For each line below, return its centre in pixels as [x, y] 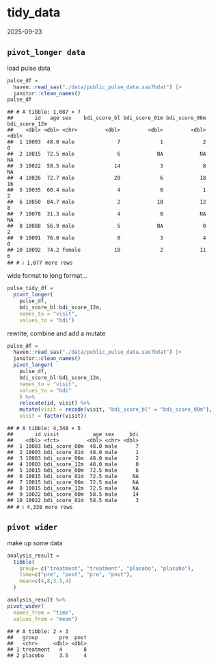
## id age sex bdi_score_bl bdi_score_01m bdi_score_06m [107, 118]
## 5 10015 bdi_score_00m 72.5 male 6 [73, 471]
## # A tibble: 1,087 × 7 [44, 112]
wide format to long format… [47, 276]
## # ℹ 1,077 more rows [40, 263]
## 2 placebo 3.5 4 [47, 655]
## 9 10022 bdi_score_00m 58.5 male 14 [73, 495]
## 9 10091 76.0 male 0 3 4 [107, 238]
